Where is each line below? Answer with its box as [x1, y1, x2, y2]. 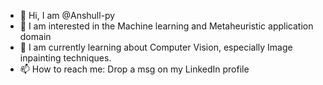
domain [19, 31, 52, 42]
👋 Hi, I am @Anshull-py [19, 10, 116, 21]
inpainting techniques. [19, 52, 112, 64]
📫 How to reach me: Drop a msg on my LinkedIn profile [19, 63, 250, 75]
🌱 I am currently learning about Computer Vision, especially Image [19, 41, 293, 53]
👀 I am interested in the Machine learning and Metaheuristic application [19, 20, 314, 32]
